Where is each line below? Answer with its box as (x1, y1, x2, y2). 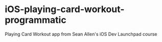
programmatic (5, 14, 67, 26)
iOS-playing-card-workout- (5, 4, 125, 15)
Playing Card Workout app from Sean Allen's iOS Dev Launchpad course (5, 31, 157, 37)
